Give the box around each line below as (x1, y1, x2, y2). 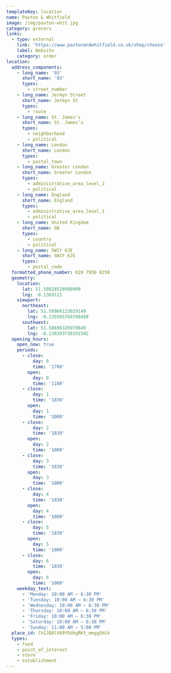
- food (17, 641, 33, 647)
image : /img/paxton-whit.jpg (6, 20, 78, 26)
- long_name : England (17, 192, 70, 197)
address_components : (11, 64, 62, 70)
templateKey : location (6, 8, 62, 15)
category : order (17, 53, 58, 59)
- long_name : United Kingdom (17, 220, 89, 226)
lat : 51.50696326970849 (27, 325, 86, 331)
